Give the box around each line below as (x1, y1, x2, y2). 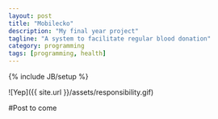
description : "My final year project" (8, 27, 139, 35)
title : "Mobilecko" (8, 19, 74, 28)
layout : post (8, 11, 52, 20)
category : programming (8, 42, 85, 50)
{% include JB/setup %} (8, 72, 89, 81)
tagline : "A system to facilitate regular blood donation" (8, 34, 212, 43)
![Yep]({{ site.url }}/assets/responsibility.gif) (8, 87, 154, 97)
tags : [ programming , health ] (8, 49, 107, 57)
